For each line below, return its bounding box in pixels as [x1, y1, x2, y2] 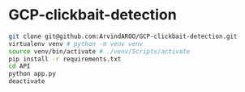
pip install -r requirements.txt [8, 55, 122, 63]
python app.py [8, 70, 57, 78]
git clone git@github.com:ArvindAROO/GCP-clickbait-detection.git [8, 32, 238, 40]
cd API [8, 62, 31, 70]
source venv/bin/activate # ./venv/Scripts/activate [8, 47, 191, 56]
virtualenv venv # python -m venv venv [8, 40, 144, 48]
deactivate [8, 77, 45, 86]
